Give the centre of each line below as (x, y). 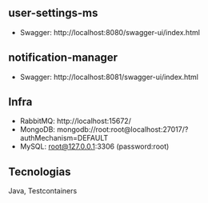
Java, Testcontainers (43, 191)
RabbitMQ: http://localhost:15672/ (76, 121)
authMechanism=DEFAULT (64, 138)
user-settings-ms (53, 13)
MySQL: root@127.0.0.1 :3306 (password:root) (94, 146)
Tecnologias (40, 171)
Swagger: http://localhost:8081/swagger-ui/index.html (109, 77)
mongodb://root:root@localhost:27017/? (123, 129)
